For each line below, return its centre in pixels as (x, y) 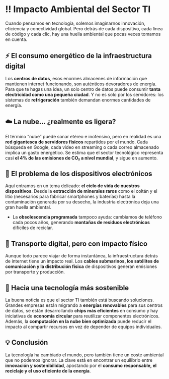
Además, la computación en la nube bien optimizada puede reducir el (78, 321)
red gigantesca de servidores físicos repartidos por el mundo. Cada (77, 142)
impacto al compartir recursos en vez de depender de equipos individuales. (83, 327)
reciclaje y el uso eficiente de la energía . (48, 371)
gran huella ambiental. (28, 207)
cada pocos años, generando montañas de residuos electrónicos (81, 223)
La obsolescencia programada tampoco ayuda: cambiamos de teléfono (87, 217)
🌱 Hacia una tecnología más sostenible (67, 288)
